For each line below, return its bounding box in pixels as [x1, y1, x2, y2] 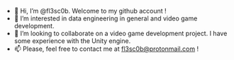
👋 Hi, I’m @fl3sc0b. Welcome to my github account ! [13, 7, 167, 15]
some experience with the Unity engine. [13, 37, 131, 45]
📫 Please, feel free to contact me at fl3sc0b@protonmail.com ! [13, 44, 199, 53]
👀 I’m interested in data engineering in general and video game [13, 14, 198, 23]
